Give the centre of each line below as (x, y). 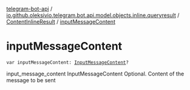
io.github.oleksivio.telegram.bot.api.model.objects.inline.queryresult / (93, 15)
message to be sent (31, 80)
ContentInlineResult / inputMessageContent (61, 22)
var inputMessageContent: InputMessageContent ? (68, 62)
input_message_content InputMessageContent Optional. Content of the (95, 74)
